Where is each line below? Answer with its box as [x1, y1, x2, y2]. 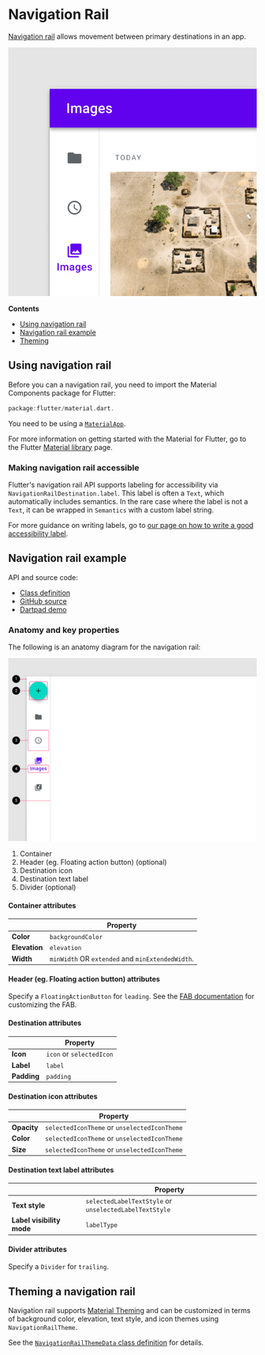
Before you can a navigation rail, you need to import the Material [8, 380, 217, 389]
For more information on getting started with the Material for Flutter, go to [8, 434, 247, 444]
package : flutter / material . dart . [8, 404, 114, 412]
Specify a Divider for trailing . [8, 1262, 109, 1271]
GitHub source [19, 596, 67, 605]
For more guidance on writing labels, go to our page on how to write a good [8, 520, 254, 530]
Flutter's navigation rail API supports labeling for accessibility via [8, 480, 218, 489]
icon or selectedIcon [46, 1050, 114, 1059]
